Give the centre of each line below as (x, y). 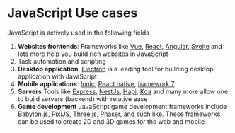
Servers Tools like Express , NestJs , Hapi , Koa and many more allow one (123, 91)
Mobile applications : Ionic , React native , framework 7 (96, 83)
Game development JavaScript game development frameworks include (122, 106)
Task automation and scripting (62, 61)
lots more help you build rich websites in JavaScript (93, 54)
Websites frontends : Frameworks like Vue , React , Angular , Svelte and (120, 46)
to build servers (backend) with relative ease (82, 99)
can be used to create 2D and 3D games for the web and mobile (111, 121)
